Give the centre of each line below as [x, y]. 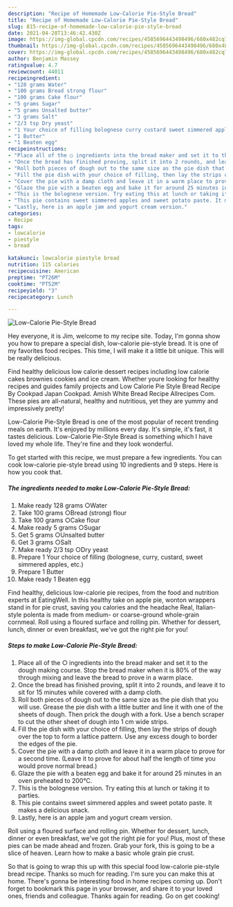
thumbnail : [24, 46]
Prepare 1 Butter [41, 572]
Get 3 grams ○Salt [45, 542]
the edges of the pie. [48, 744]
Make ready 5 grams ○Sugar [59, 528]
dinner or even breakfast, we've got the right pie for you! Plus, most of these [116, 838]
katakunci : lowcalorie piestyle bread [64, 258]
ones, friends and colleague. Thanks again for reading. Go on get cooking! [114, 896]
